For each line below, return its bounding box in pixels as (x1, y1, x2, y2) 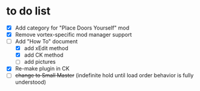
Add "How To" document (15, 38, 78, 45)
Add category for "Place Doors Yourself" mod (15, 24, 130, 31)
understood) (15, 78, 47, 86)
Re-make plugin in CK (15, 65, 70, 72)
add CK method (24, 51, 64, 58)
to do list (6, 4, 51, 18)
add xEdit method (24, 45, 68, 52)
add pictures (24, 58, 56, 66)
